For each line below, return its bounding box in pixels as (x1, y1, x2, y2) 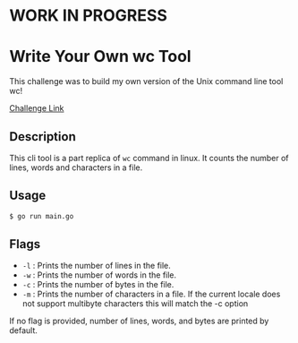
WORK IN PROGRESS (9, 5, 168, 26)
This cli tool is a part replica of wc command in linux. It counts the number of (9, 152, 289, 163)
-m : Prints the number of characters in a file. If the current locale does (21, 288, 281, 300)
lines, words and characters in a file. (9, 162, 143, 173)
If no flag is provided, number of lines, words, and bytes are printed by (9, 315, 269, 327)
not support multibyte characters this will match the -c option (21, 298, 249, 309)
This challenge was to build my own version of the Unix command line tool (9, 76, 284, 87)
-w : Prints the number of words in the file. (21, 270, 177, 280)
